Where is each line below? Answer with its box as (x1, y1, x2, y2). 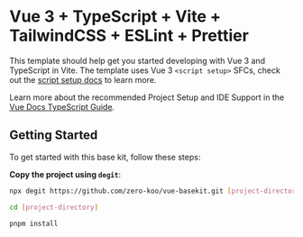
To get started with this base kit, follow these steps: (9, 151, 201, 162)
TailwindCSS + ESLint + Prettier (9, 25, 250, 46)
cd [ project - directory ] (9, 203, 99, 212)
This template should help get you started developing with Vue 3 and (9, 55, 266, 66)
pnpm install (9, 219, 59, 228)
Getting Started (9, 128, 98, 143)
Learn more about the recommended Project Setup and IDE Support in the (9, 92, 285, 103)
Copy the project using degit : (9, 169, 122, 179)
